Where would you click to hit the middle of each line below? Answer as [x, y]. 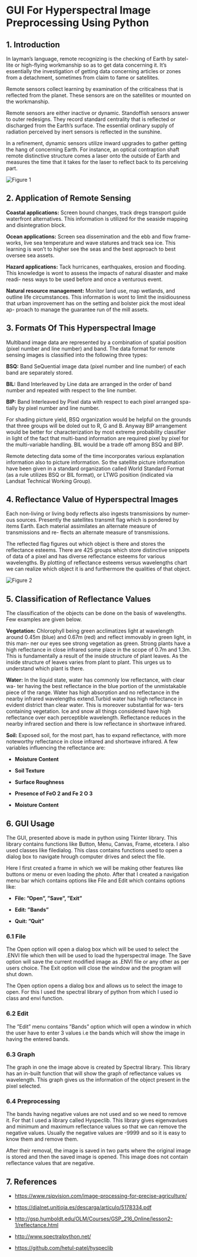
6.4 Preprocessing [33, 1101]
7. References [31, 1182]
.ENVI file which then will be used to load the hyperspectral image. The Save [98, 955]
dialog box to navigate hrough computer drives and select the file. [86, 857]
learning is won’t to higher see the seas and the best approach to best [91, 249]
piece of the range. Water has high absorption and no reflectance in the [93, 693]
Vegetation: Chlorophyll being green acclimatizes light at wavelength [90, 631]
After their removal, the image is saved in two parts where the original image [98, 1151]
